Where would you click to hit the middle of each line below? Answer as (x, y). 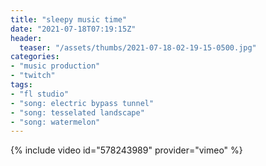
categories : (35, 57)
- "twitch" (33, 76)
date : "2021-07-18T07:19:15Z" (73, 29)
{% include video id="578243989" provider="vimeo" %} (126, 150)
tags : (21, 85)
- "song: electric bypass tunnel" (82, 103)
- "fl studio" (40, 94)
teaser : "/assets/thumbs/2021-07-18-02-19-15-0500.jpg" (138, 47)
